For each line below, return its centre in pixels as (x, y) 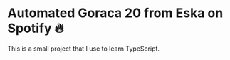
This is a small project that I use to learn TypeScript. (84, 49)
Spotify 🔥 (36, 28)
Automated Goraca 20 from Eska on (115, 13)
